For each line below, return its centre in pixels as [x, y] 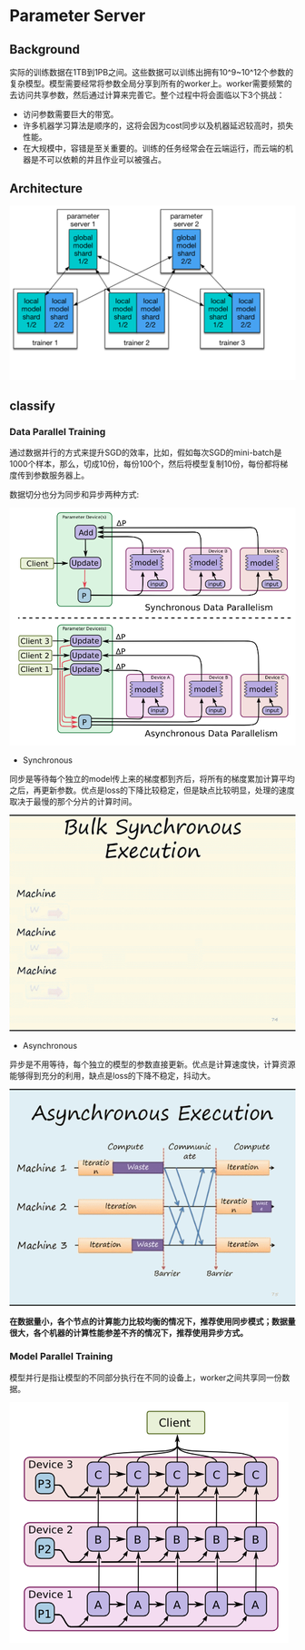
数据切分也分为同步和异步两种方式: [74, 495]
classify [33, 405]
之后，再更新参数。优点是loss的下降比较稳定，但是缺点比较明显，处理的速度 [152, 790]
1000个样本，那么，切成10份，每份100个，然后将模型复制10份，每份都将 [145, 464]
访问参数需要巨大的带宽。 [70, 114]
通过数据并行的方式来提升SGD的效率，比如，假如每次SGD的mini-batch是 [146, 453]
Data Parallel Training [58, 431]
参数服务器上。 [61, 475]
